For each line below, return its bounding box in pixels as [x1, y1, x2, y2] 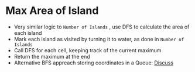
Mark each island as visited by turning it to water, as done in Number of [13, 35, 184, 42]
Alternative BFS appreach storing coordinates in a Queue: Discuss [13, 59, 174, 66]
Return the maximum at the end [13, 53, 90, 60]
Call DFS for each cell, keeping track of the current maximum [13, 46, 162, 53]
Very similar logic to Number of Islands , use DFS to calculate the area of [13, 23, 190, 30]
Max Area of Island [5, 4, 99, 17]
